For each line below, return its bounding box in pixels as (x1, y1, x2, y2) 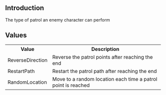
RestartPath (7, 68, 35, 74)
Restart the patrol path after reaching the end (52, 68, 157, 74)
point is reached (52, 82, 90, 89)
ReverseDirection (7, 56, 48, 63)
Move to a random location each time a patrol (52, 75, 158, 82)
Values (5, 31, 27, 40)
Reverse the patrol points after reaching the (52, 53, 153, 60)
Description (91, 46, 120, 52)
